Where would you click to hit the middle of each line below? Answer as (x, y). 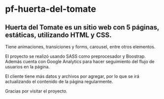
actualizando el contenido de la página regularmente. (59, 82)
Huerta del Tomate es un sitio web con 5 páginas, (82, 27)
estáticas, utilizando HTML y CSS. (58, 35)
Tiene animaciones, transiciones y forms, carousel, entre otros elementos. (80, 47)
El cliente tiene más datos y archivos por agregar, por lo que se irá (72, 76)
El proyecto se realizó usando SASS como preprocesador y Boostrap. (76, 56)
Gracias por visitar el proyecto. (36, 91)
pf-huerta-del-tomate (51, 9)
